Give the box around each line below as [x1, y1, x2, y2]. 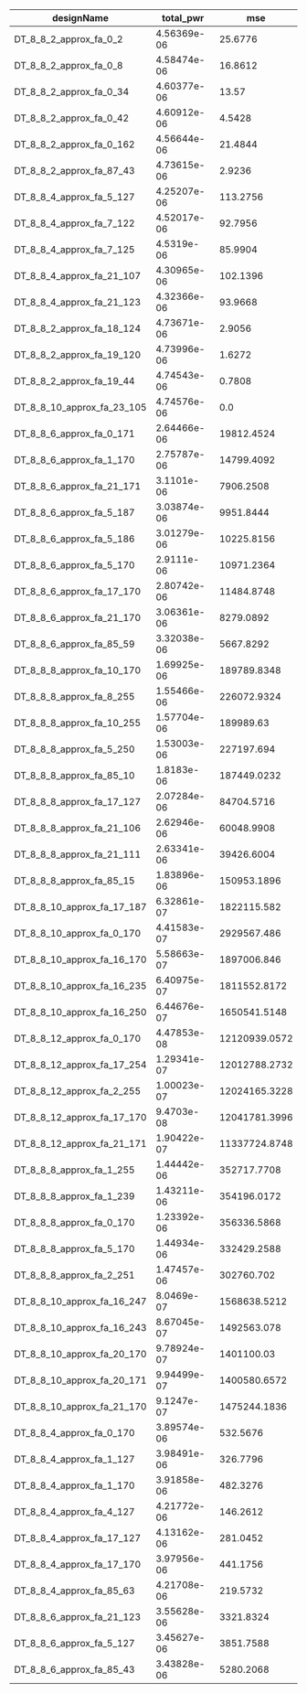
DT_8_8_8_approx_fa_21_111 [14, 848, 142, 861]
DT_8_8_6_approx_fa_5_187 [14, 507, 135, 519]
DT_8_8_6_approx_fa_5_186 [14, 532, 135, 545]
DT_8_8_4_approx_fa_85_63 [14, 1584, 135, 1597]
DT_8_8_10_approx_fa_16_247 [14, 1295, 147, 1307]
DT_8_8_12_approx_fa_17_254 [14, 1058, 147, 1071]
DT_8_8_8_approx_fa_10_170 [14, 664, 142, 676]
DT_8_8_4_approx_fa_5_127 [14, 191, 135, 203]
